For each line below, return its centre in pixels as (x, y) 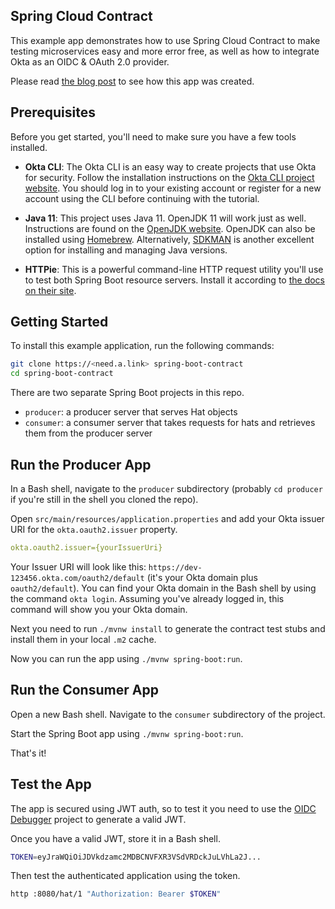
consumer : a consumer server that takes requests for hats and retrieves (170, 423)
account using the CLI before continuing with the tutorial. (142, 198)
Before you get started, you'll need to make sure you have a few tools (153, 136)
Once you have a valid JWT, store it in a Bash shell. (115, 838)
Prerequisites (53, 112)
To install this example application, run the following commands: (142, 346)
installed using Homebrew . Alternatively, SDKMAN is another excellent (169, 239)
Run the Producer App (81, 464)
